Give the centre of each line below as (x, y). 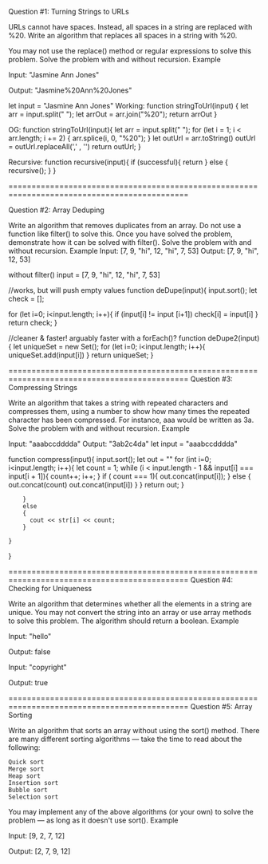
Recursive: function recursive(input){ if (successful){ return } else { (118, 162)
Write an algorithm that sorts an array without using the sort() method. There (134, 730)
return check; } (33, 323)
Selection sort (33, 797)
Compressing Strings (43, 387)
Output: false (30, 652)
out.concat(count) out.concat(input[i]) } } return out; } (97, 485)
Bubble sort (28, 790)
